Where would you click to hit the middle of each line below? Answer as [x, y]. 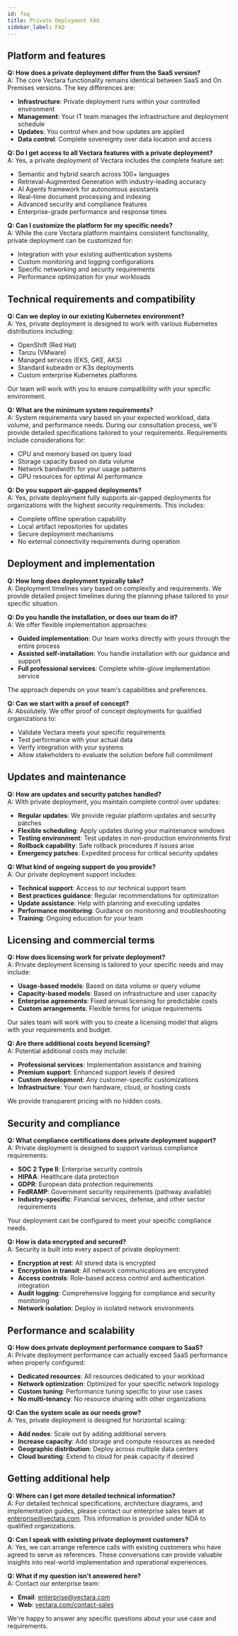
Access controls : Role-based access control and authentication [111, 1278]
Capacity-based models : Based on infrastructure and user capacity [117, 994]
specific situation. [33, 603]
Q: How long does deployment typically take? [75, 581]
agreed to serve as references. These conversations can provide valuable [115, 1555]
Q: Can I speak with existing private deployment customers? [98, 1539]
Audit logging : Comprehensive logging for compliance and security [117, 1293]
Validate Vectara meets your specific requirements [91, 732]
